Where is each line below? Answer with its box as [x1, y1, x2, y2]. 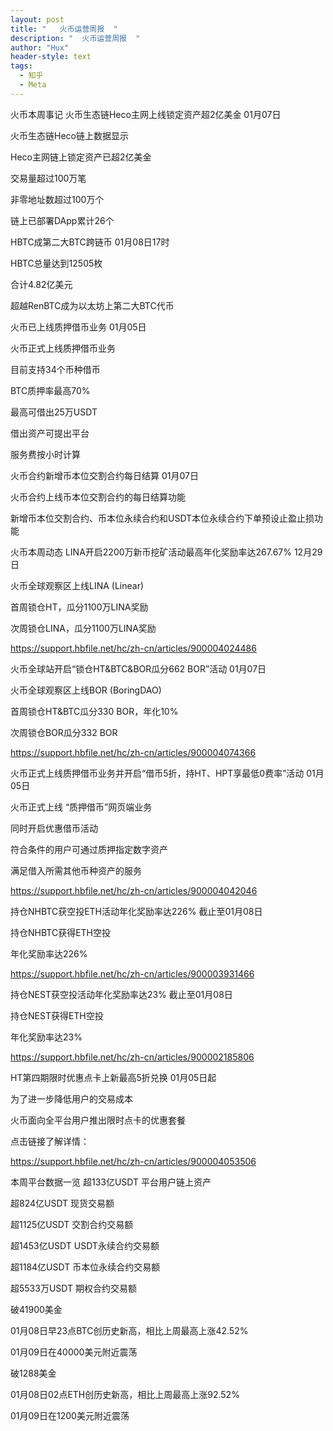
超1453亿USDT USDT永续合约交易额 [10, 1239, 160, 1251]
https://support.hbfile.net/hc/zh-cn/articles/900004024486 [10, 642, 257, 654]
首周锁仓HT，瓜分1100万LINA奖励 [10, 601, 149, 613]
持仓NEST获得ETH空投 [10, 1009, 104, 1021]
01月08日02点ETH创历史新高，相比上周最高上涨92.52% [10, 1388, 240, 1400]
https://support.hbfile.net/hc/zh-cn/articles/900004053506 [10, 1155, 257, 1167]
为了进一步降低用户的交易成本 [10, 1092, 133, 1105]
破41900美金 [10, 1303, 63, 1315]
